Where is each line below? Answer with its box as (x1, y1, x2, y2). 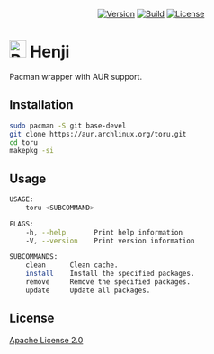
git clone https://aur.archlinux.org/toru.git (9, 129, 187, 138)
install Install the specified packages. (25, 270, 195, 279)
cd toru (9, 137, 39, 147)
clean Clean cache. (25, 261, 119, 270)
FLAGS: (9, 219, 34, 228)
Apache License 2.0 (9, 334, 84, 345)
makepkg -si (9, 146, 54, 155)
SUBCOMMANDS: (9, 252, 58, 261)
